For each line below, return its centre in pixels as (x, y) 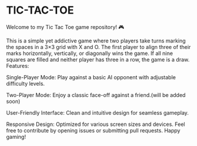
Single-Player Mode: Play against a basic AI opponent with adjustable (91, 77)
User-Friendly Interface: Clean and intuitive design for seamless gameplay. (97, 112)
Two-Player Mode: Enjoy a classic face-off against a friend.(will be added (96, 95)
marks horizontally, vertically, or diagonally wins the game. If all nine (90, 53)
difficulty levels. (26, 83)
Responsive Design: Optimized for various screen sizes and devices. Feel (96, 124)
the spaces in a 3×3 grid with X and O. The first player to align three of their (99, 47)
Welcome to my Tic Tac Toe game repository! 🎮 (65, 27)
